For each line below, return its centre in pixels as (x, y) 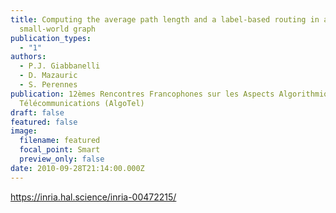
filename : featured (60, 141)
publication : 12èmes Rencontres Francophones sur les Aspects (142, 94)
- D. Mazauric (48, 76)
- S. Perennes (48, 85)
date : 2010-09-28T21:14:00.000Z (77, 168)
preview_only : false (62, 159)
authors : (28, 57)
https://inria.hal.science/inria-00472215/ (93, 197)
